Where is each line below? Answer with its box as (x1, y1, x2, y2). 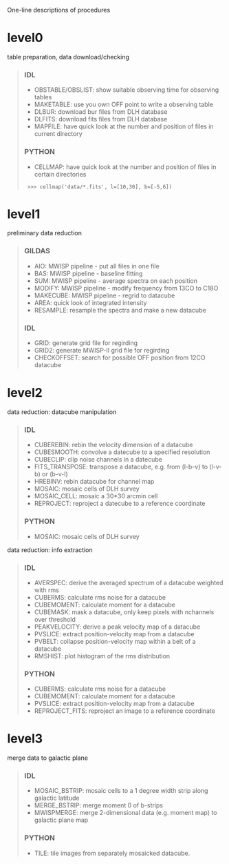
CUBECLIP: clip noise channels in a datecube (34, 455, 163, 464)
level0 (7, 30, 43, 46)
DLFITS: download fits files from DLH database (34, 115, 168, 124)
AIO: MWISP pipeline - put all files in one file (34, 262, 160, 270)
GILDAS (23, 246, 50, 256)
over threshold (34, 615, 76, 623)
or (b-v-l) (42, 470, 69, 478)
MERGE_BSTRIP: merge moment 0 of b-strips (34, 801, 164, 809)
